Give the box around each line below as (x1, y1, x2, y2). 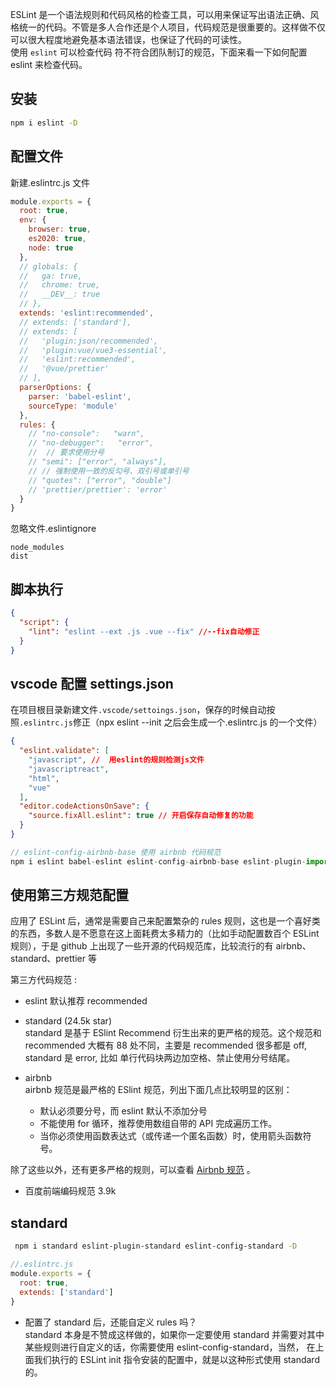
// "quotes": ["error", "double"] (28, 475, 172, 485)
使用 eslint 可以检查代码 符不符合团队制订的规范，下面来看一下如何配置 (10, 46, 308, 58)
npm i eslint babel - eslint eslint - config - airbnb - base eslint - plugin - (10, 856, 307, 867)
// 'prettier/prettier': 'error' (28, 484, 168, 495)
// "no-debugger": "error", (28, 438, 155, 448)
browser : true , (28, 224, 92, 235)
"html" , (28, 773, 60, 783)
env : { (19, 215, 47, 225)
